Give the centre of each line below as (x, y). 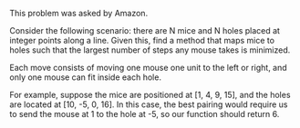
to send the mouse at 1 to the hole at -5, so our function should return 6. (145, 114)
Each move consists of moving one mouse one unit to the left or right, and (148, 68)
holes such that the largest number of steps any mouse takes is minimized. (150, 50)
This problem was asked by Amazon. (79, 13)
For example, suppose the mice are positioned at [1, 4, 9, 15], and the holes (150, 95)
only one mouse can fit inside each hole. (86, 77)
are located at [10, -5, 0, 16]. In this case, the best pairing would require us (149, 104)
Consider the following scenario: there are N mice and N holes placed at (145, 30)
